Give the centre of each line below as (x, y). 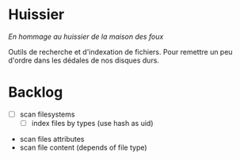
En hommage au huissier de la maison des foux (86, 36)
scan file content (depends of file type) (84, 147)
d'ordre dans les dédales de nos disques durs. (84, 60)
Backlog (36, 92)
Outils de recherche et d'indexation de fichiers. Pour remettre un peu (120, 51)
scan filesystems (47, 114)
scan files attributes (52, 139)
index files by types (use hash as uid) (92, 123)
